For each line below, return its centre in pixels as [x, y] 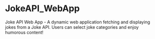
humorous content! [24, 32]
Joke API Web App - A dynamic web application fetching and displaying [78, 22]
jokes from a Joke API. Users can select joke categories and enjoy [72, 27]
